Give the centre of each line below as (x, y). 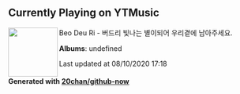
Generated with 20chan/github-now (69, 81)
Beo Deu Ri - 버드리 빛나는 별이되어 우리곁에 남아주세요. (146, 33)
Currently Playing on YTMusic (84, 13)
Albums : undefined (90, 48)
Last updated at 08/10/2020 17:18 (113, 63)
